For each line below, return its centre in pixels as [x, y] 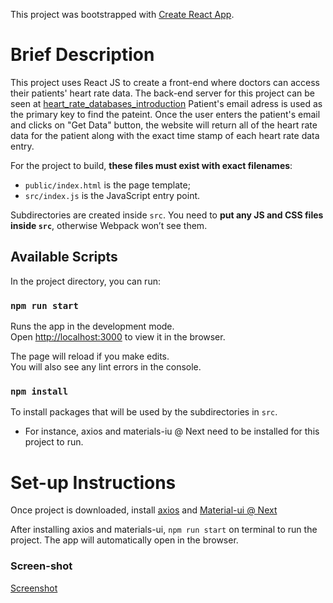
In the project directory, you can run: [85, 281]
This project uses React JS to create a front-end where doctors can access [165, 82]
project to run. [54, 442]
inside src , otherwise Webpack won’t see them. [109, 225]
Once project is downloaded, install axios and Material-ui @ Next [144, 510]
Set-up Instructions [93, 482]
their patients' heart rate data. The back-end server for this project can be [162, 93]
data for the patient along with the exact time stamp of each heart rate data [165, 135]
